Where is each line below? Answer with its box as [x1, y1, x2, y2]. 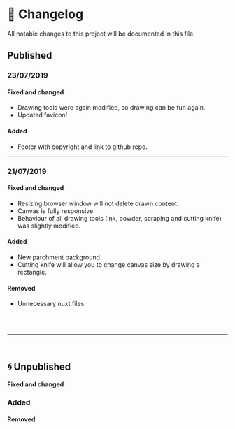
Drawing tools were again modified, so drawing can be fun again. [17, 103, 206, 112]
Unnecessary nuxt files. [17, 300, 86, 308]
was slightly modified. [17, 221, 81, 230]
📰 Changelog [7, 6, 84, 22]
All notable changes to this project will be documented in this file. [7, 29, 196, 38]
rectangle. [17, 268, 47, 276]
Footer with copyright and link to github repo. [17, 143, 148, 151]
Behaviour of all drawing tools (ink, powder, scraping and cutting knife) [17, 214, 222, 222]
